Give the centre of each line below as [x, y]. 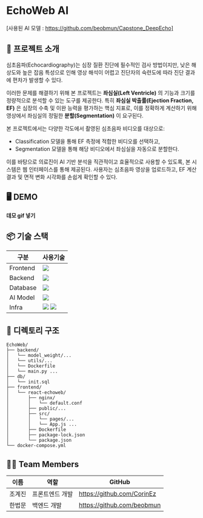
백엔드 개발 [47, 505]
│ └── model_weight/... [39, 356]
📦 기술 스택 [27, 236]
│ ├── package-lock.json [46, 435]
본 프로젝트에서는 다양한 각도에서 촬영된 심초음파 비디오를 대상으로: [85, 128]
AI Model [22, 297]
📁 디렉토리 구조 [33, 330]
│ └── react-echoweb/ [36, 393]
